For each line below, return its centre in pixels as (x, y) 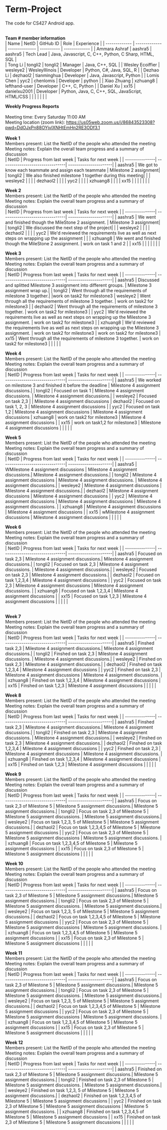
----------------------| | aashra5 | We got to (113, 165)
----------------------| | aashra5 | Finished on (115, 1069)
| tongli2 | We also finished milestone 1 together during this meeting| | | (78, 175)
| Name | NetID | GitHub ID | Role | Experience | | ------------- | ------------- (83, 43)
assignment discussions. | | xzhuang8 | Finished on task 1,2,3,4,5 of (75, 1111)
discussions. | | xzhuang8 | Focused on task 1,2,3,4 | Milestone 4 (72, 591)
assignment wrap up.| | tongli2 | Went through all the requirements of (76, 290)
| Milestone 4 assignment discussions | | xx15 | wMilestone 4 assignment (80, 512)
